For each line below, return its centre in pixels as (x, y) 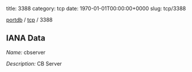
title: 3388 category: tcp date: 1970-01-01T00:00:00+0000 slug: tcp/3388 (96, 8)
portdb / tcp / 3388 (30, 20)
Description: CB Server (34, 63)
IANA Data (26, 38)
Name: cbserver (26, 52)
